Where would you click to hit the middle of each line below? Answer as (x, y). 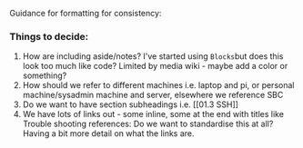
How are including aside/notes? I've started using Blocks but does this (153, 56)
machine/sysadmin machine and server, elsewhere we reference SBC (153, 95)
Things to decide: (49, 36)
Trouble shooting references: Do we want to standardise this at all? (148, 124)
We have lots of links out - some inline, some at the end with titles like (153, 114)
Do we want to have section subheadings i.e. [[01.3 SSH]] (131, 104)
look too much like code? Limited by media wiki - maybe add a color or (155, 66)
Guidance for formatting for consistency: (86, 13)
